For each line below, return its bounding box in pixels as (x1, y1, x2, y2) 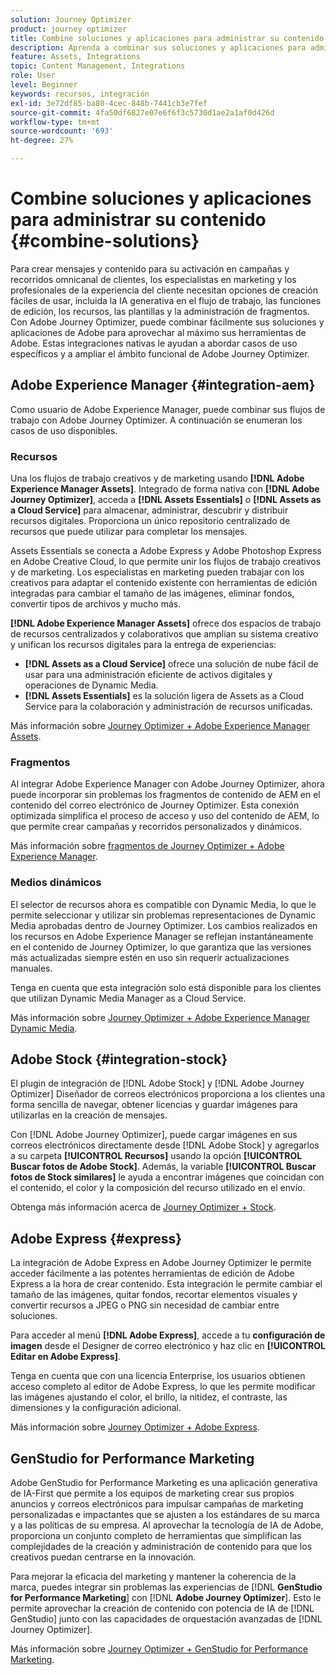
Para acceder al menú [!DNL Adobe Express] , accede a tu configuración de (10, 1329, 326, 1341)
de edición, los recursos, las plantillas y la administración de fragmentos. (10, 305, 310, 317)
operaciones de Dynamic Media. (24, 679, 159, 691)
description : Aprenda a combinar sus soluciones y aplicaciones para (10, 42, 307, 53)
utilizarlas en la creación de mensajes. (10, 1109, 168, 1121)
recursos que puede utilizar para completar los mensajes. (10, 526, 248, 538)
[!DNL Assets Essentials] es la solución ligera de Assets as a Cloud (24, 690, 305, 702)
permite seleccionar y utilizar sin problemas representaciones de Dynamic (10, 909, 317, 921)
